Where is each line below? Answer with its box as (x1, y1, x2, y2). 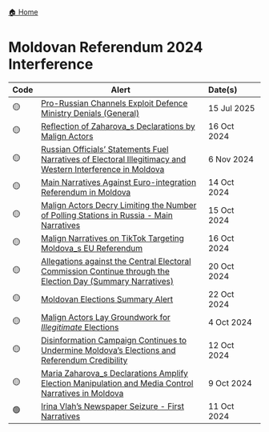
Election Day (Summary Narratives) (41, 275, 174, 286)
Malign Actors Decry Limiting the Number (41, 199, 197, 210)
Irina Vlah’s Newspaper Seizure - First (41, 400, 184, 411)
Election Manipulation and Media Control (41, 378, 194, 389)
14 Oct (207, 176, 235, 187)
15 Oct (207, 204, 235, 215)
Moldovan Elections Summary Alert (41, 294, 174, 305)
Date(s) (207, 84, 238, 95)
